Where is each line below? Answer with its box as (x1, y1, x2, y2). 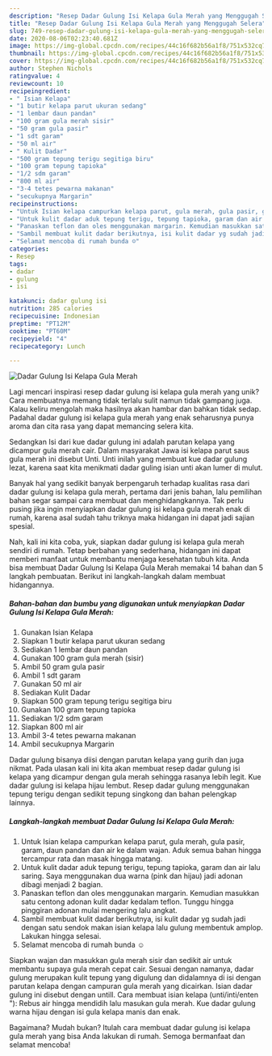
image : (9, 42, 31, 50)
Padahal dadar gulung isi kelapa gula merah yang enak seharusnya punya (9, 413, 254, 423)
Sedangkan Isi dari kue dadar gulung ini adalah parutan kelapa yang (9, 437, 235, 447)
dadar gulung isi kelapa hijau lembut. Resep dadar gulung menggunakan (9, 781, 249, 791)
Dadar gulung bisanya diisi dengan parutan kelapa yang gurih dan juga (9, 755, 245, 765)
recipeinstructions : (9, 200, 79, 208)
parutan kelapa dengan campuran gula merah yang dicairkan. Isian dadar (9, 982, 253, 991)
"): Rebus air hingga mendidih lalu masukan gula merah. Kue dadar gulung (9, 999, 256, 1008)
